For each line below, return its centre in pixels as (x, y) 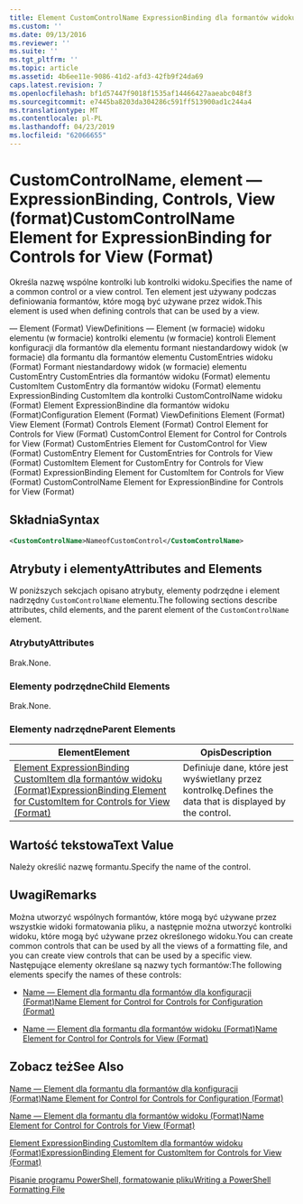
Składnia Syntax (55, 520)
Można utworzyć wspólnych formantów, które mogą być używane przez (143, 917)
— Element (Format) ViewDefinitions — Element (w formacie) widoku (138, 328)
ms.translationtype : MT (54, 110)
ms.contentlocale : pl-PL (56, 118)
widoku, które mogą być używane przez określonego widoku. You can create (151, 936)
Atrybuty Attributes (52, 643)
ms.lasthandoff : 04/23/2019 (62, 127)
